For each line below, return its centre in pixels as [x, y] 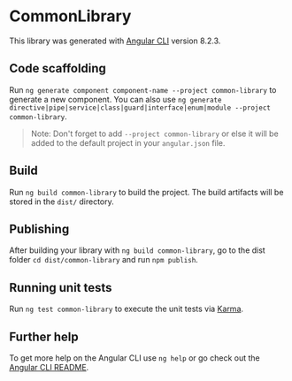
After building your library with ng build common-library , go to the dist [137, 250]
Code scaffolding [58, 69]
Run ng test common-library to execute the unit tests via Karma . [127, 309]
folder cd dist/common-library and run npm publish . [104, 260]
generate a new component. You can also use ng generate [115, 99]
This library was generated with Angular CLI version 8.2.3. [115, 41]
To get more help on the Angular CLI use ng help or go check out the [134, 358]
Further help [44, 336]
